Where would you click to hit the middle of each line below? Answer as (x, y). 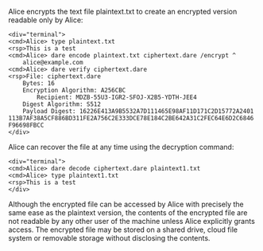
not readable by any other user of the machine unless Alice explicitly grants (132, 221)
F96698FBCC (26, 125)
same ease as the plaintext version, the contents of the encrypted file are (128, 213)
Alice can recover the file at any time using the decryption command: (121, 147)
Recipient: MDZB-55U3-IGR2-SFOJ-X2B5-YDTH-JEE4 (117, 97)
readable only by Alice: (46, 20)
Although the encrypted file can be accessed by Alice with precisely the (126, 204)
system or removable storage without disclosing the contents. (109, 238)
